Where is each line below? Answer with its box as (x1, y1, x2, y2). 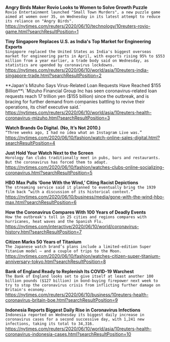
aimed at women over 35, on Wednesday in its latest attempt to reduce (5, 14, 160, 19)
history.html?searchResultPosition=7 (5, 229, 82, 235)
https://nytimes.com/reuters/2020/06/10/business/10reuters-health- (5, 292, 149, 298)
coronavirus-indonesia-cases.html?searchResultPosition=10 (5, 331, 131, 337)
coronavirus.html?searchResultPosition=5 (5, 170, 93, 175)
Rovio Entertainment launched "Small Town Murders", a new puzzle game (5, 10, 160, 15)
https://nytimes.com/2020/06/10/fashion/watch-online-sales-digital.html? (5, 135, 160, 141)
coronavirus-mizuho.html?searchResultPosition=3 (5, 115, 110, 121)
